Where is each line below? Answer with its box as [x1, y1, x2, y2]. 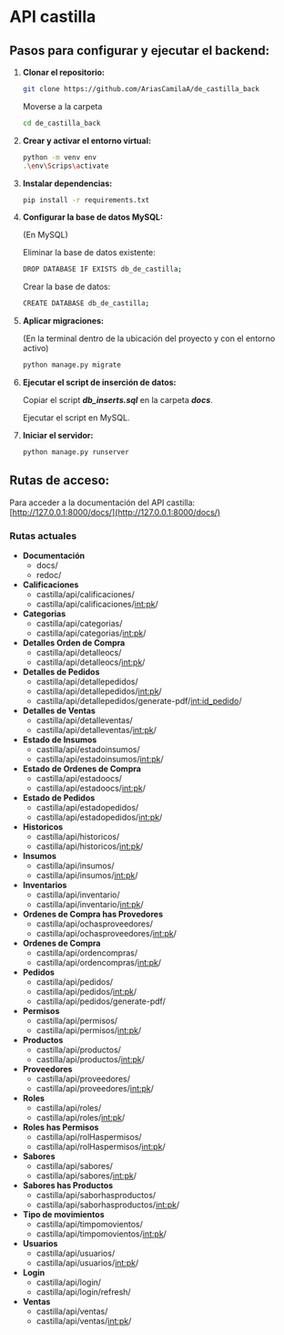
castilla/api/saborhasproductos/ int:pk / [35, 1199, 180, 1210]
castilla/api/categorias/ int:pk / [35, 627, 147, 638]
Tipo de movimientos [22, 1208, 105, 1219]
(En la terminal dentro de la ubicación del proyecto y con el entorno [22, 333, 276, 344]
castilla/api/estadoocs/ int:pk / [35, 782, 146, 793]
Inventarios [22, 879, 67, 890]
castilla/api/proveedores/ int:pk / [35, 1082, 155, 1093]
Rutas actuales [9, 529, 77, 542]
